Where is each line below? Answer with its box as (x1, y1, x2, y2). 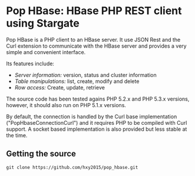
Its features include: (6, 60, 55, 67)
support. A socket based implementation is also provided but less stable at (6, 125, 187, 132)
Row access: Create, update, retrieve (14, 84, 105, 91)
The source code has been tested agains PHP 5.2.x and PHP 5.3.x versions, (6, 95, 190, 102)
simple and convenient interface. (6, 48, 86, 55)
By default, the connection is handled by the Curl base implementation (6, 113, 177, 120)
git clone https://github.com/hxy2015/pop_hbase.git (6, 164, 138, 170)
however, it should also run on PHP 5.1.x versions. (6, 101, 127, 108)
